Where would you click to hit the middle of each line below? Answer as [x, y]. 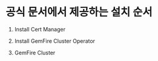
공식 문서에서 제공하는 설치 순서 [79, 12]
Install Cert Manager [40, 29]
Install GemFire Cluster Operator [54, 41]
